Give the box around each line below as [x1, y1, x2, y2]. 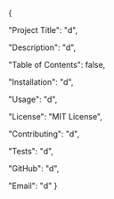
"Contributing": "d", [8, 129, 80, 139]
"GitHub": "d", [8, 163, 60, 173]
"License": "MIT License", [8, 112, 103, 121]
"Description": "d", [8, 42, 77, 53]
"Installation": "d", [8, 77, 74, 87]
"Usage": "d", [8, 94, 58, 104]
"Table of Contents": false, [8, 60, 106, 70]
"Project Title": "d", [8, 25, 78, 35]
